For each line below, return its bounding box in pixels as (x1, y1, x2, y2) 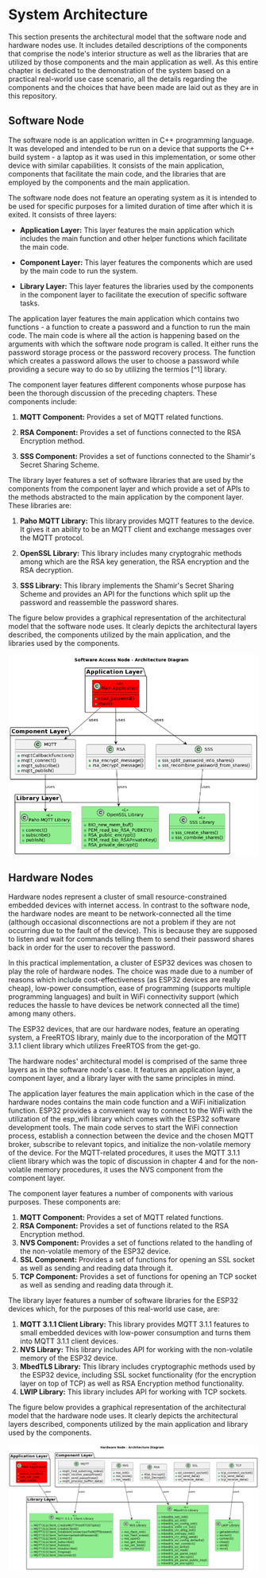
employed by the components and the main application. (8, 177, 191, 187)
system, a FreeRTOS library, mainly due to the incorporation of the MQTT (8, 1032, 248, 1043)
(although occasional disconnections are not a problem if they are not (8, 917, 236, 927)
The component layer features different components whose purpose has (8, 379, 246, 389)
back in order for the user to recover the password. (8, 943, 176, 952)
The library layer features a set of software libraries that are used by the (8, 475, 244, 484)
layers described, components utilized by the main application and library (8, 1420, 249, 1429)
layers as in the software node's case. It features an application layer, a (8, 1065, 241, 1075)
